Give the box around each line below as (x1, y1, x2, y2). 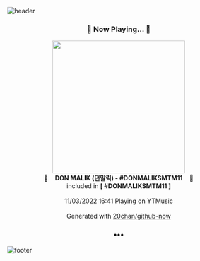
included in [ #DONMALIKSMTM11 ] (66, 182, 171, 190)
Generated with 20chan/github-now (66, 212, 171, 221)
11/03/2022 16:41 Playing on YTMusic (64, 197, 173, 205)
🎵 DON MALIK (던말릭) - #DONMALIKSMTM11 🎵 (43, 174, 194, 182)
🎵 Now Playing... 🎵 (86, 24, 151, 34)
